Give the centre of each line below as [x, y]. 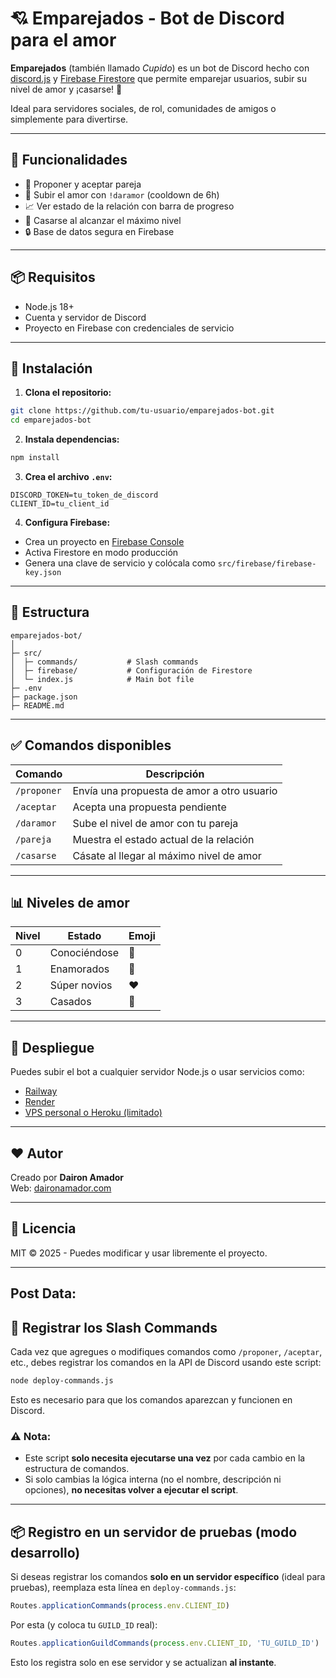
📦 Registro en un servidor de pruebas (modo [154, 1532]
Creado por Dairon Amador [67, 1178]
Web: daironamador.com [61, 1188]
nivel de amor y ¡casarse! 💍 [66, 89]
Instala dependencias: [72, 439]
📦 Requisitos [53, 277]
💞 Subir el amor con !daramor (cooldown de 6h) [122, 194]
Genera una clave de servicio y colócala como [120, 563]
